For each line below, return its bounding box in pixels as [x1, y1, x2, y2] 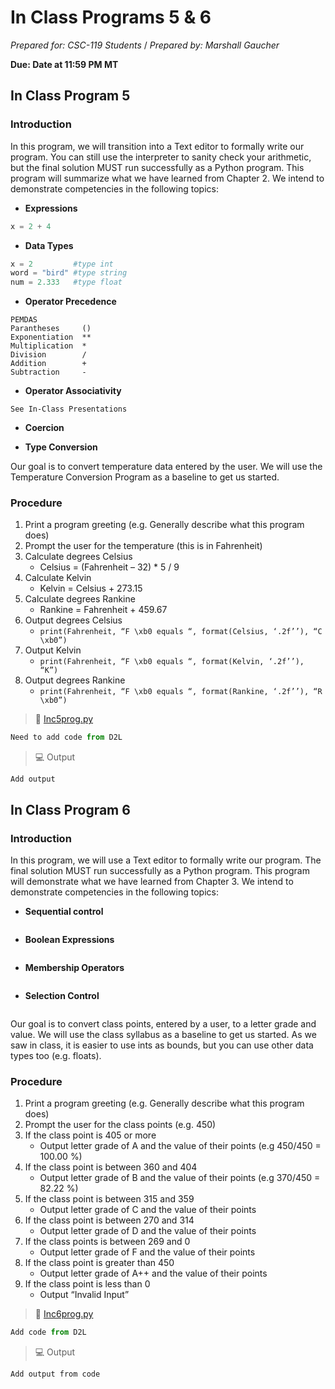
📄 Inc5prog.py [34, 713, 94, 725]
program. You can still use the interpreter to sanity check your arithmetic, [10, 151, 312, 163]
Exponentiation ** [10, 332, 92, 343]
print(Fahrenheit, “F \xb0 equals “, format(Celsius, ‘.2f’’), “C [39, 627, 323, 637]
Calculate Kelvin [24, 572, 92, 584]
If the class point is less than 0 [24, 1278, 151, 1290]
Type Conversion [24, 441, 98, 453]
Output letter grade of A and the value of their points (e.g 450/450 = [39, 1140, 322, 1152]
